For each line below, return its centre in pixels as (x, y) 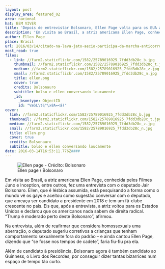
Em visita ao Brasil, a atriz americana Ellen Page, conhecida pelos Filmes (79, 180)
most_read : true (22, 51)
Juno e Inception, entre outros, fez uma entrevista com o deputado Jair (77, 185)
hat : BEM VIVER (21, 23)
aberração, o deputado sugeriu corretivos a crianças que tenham (71, 231)
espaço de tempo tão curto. (33, 261)
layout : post (18, 10)
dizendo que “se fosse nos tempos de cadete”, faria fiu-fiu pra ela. (72, 242)
